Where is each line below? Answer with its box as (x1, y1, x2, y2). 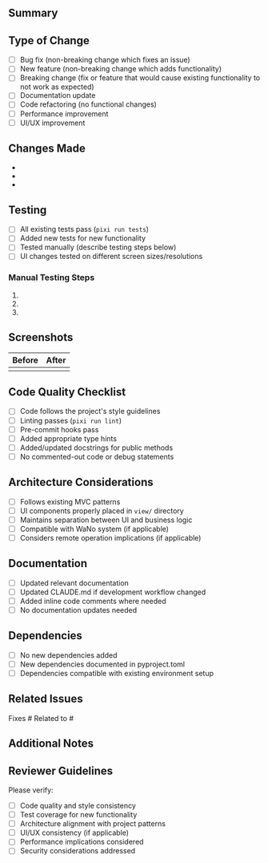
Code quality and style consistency (19, 801, 136, 811)
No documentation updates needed (19, 605, 138, 614)
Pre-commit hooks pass (19, 424, 99, 434)
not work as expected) (19, 82, 94, 91)
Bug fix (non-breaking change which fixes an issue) (19, 55, 190, 65)
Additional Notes (8, 737, 94, 751)
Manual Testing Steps (8, 272, 95, 283)
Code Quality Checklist (8, 385, 126, 399)
